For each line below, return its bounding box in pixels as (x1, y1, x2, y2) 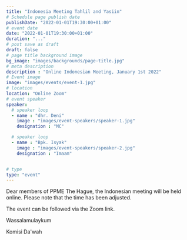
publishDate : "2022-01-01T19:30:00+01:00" (6, 19, 112, 25)
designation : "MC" (16, 124, 65, 129)
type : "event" (6, 172, 41, 178)
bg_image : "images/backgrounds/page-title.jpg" (6, 58, 125, 64)
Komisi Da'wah (6, 228, 42, 235)
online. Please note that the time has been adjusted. (6, 194, 132, 201)
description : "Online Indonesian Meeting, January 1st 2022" (6, 69, 162, 75)
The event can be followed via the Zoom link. (6, 205, 115, 212)
